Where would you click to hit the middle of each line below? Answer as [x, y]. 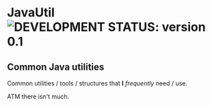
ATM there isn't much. [38, 96]
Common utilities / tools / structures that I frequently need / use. [97, 83]
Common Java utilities [56, 67]
